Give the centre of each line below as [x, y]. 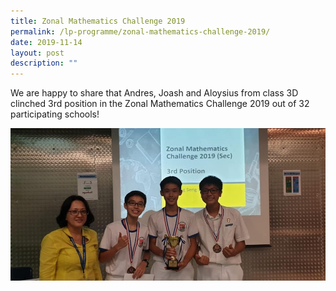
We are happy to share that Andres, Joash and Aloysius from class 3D [154, 93]
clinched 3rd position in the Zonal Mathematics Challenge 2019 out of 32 [160, 104]
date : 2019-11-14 [46, 42]
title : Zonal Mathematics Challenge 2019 [98, 21]
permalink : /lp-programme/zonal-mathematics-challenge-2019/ [140, 31]
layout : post [37, 53]
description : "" [44, 63]
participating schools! [55, 114]
